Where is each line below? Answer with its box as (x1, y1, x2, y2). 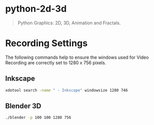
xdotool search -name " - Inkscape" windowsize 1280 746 (5, 88, 128, 93)
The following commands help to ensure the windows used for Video (5, 54, 149, 60)
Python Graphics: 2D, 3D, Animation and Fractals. (17, 20, 121, 26)
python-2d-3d (5, 3, 67, 15)
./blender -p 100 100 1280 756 (5, 115, 71, 120)
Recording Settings (5, 37, 88, 49)
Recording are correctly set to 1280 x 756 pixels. (5, 59, 106, 66)
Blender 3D (5, 102, 42, 110)
